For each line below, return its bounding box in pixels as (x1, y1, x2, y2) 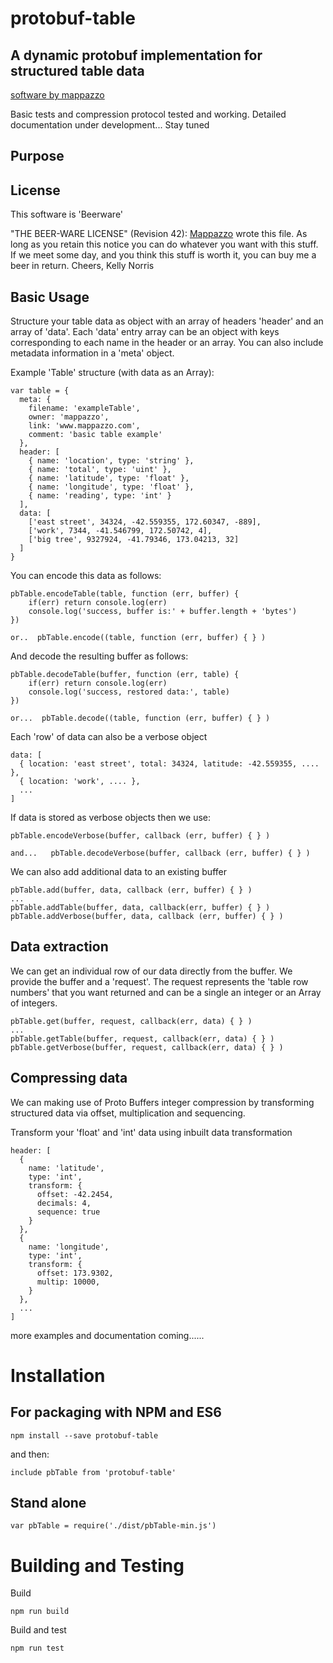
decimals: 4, (36, 1198, 92, 1208)
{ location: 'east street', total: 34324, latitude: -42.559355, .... (19, 759, 320, 769)
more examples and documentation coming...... (10, 1329, 205, 1341)
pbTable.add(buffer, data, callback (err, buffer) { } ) (10, 885, 253, 896)
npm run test (10, 1643, 65, 1654)
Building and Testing (10, 1554, 185, 1577)
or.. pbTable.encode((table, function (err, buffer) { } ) (10, 633, 267, 643)
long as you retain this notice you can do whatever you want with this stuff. (10, 238, 319, 251)
